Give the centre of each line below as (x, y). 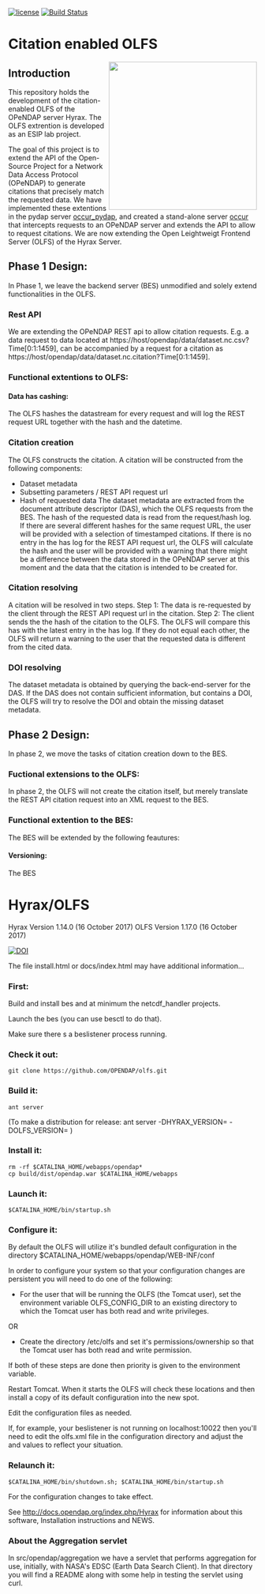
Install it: (25, 1151)
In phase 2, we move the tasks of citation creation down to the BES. (118, 754)
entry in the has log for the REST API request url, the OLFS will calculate (136, 542)
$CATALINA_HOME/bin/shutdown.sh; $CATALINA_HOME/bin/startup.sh (116, 1482)
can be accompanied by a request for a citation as (142, 348)
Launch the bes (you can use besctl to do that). (85, 1018)
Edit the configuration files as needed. (70, 1413)
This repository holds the (49, 92)
